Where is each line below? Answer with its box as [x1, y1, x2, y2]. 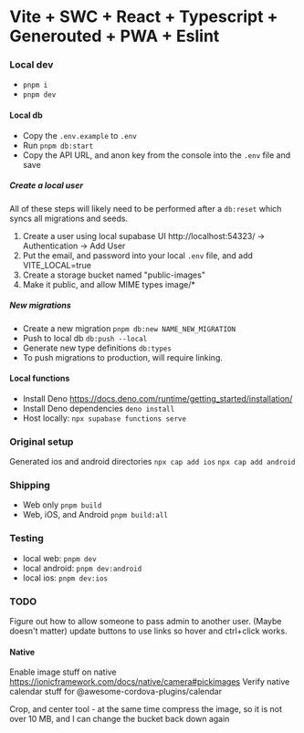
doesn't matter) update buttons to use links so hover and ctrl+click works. [9, 625, 288, 636]
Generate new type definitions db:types [22, 342, 172, 353]
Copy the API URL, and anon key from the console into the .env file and [22, 149, 291, 161]
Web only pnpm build [22, 499, 102, 510]
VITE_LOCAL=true [22, 259, 91, 270]
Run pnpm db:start [22, 140, 94, 151]
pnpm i [22, 80, 48, 90]
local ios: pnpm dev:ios [22, 572, 108, 583]
